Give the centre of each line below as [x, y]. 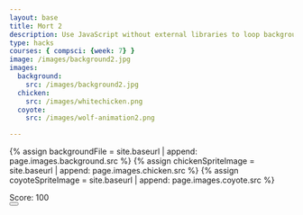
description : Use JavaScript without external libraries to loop [134, 34]
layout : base [34, 18]
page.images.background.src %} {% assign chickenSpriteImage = [132, 161]
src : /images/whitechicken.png [84, 101]
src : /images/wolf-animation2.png [90, 118]
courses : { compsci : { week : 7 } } [72, 51]
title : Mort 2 [36, 26]
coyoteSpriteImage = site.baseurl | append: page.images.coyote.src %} [142, 180]
